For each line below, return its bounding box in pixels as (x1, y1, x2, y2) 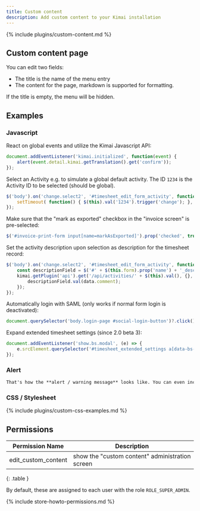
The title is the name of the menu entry (14, 75, 111, 82)
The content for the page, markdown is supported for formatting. (14, 82, 174, 89)
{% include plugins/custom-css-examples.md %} (6, 407, 127, 414)
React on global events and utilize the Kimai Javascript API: (6, 142, 152, 149)
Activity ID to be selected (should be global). (6, 181, 115, 189)
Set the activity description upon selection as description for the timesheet (6, 244, 189, 251)
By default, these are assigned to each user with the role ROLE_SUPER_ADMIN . (6, 487, 190, 494)
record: (6, 250, 24, 257)
